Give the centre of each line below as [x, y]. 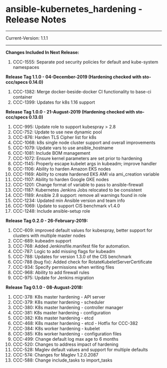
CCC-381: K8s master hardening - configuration [62, 312]
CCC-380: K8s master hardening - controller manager [68, 307]
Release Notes [36, 20]
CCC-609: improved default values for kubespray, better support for [83, 230]
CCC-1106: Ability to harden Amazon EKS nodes [62, 169]
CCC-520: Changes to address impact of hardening [65, 344]
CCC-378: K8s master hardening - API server [59, 297]
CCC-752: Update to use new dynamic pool [57, 132]
